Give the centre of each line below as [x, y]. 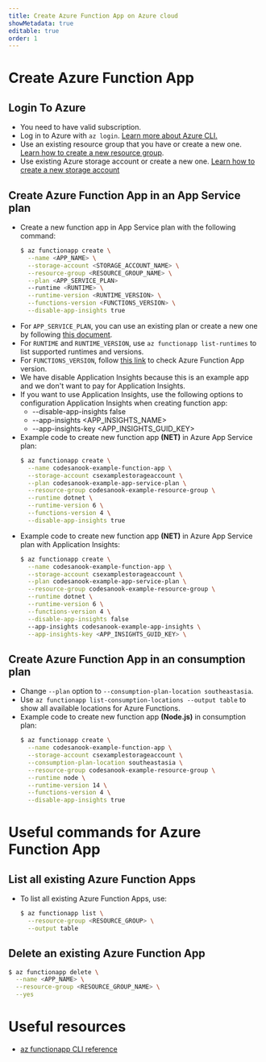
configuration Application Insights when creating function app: [124, 403]
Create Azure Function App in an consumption [127, 659]
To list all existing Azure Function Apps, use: [94, 898]
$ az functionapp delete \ [54, 972]
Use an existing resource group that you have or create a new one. [131, 144]
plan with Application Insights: [70, 544]
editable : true [34, 31]
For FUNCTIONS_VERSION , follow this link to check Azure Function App [132, 360]
